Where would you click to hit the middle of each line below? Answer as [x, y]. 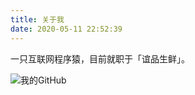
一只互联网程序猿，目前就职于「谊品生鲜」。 [100, 58]
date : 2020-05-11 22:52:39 [66, 29]
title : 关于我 [37, 19]
